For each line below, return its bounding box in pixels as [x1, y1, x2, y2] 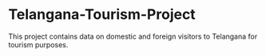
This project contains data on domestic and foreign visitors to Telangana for [8, 32, 258, 41]
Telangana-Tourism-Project [8, 6, 196, 24]
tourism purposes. [8, 39, 69, 49]
